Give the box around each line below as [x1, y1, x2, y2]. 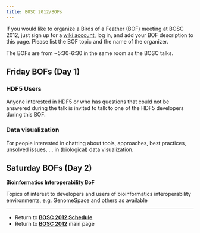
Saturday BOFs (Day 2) [6, 163, 92, 173]
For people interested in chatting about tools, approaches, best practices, [6, 139, 186, 146]
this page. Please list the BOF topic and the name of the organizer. [6, 38, 168, 45]
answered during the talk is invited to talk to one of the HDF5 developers [6, 105, 184, 112]
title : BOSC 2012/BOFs [6, 8, 62, 15]
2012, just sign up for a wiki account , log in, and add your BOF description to [6, 31, 193, 39]
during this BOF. [6, 111, 46, 118]
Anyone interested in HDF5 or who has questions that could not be [6, 98, 170, 105]
